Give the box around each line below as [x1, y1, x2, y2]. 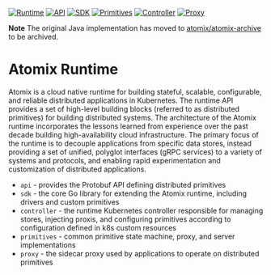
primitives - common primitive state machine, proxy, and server [19, 231, 235, 241]
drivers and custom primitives [19, 197, 120, 206]
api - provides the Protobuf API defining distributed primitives [19, 180, 227, 189]
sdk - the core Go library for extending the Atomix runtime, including [19, 188, 248, 198]
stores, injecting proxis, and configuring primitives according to [19, 214, 231, 224]
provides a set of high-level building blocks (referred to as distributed [8, 104, 240, 113]
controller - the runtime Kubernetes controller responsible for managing [19, 205, 264, 215]
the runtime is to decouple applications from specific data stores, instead [8, 138, 252, 148]
